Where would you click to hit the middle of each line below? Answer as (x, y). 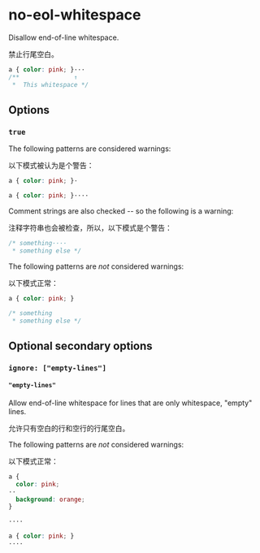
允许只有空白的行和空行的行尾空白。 (69, 428)
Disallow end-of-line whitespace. (64, 37)
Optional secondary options (80, 346)
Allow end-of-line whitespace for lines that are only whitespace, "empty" (130, 403)
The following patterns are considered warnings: (90, 149)
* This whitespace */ (50, 84)
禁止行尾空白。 (33, 54)
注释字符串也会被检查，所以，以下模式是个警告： (90, 228)
